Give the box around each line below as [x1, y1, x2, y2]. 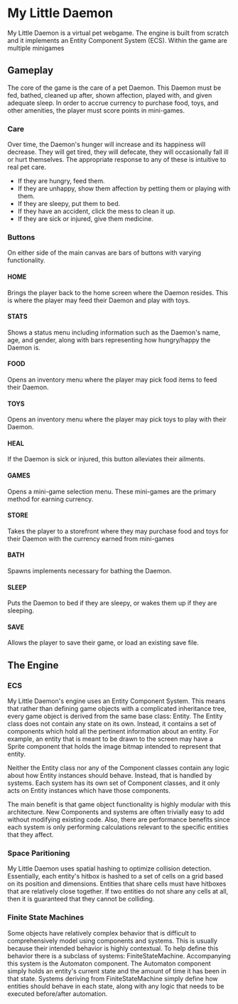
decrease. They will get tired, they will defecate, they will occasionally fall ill [7, 148, 229, 156]
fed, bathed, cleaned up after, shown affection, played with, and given [7, 91, 212, 99]
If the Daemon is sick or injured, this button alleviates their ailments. [7, 455, 206, 463]
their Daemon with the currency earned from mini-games [7, 534, 175, 543]
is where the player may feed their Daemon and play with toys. [7, 296, 190, 304]
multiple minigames [7, 43, 65, 52]
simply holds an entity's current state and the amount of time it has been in [7, 966, 227, 975]
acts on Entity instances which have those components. [7, 787, 171, 795]
